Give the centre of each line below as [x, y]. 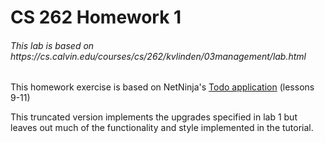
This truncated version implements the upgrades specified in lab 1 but [154, 117]
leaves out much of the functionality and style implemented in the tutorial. [162, 128]
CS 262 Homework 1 [96, 17]
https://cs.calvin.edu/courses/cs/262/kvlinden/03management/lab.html [158, 56]
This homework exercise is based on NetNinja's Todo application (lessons [162, 87]
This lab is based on [52, 45]
